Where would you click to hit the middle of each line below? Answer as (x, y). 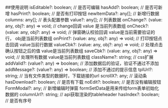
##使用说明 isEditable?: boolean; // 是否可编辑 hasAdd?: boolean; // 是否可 (82, 7)
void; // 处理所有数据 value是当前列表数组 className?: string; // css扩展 (79, 57)
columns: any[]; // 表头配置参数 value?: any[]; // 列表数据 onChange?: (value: (84, 20)
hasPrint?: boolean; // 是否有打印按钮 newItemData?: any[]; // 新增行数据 (85, 13)
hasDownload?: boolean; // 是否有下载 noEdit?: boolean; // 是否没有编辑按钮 (83, 82)
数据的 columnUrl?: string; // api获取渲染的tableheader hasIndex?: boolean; (82, 94)
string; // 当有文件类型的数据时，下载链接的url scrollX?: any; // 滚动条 (76, 76)
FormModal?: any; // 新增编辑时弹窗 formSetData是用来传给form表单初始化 (82, 88)
